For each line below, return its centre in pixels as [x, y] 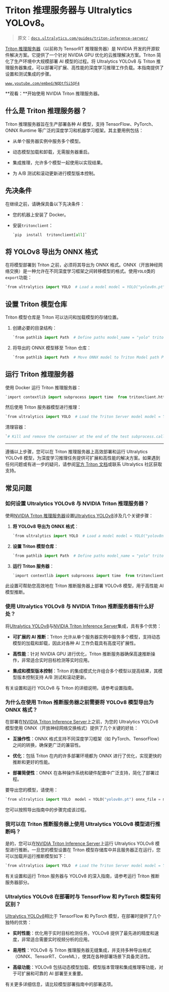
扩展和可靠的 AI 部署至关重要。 [54, 974]
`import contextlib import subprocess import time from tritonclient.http [86, 397]
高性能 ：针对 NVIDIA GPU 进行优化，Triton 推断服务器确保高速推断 [81, 654]
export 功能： [19, 278]
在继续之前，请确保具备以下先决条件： [45, 204]
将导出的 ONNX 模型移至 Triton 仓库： [52, 348]
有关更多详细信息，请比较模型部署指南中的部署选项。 [60, 984]
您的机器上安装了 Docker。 [40, 215]
